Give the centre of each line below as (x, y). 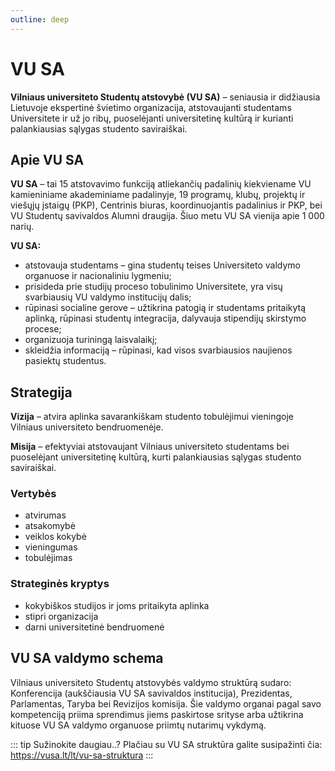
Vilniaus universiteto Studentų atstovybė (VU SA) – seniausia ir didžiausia (165, 97)
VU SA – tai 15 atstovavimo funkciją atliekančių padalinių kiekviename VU (161, 184)
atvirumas (45, 515)
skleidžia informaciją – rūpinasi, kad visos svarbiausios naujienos (158, 350)
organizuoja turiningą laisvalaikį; (91, 340)
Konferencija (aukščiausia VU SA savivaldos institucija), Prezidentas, (151, 693)
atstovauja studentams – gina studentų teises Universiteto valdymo (162, 265)
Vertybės (33, 494)
